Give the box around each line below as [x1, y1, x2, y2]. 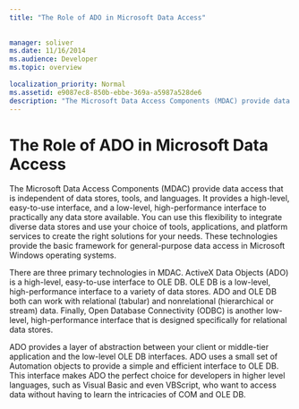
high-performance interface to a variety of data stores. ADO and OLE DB [9, 286, 278, 297]
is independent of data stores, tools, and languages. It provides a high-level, [9, 193, 290, 204]
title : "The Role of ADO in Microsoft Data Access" [9, 13, 206, 22]
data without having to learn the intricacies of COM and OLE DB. [9, 389, 246, 400]
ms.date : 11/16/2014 [9, 47, 87, 55]
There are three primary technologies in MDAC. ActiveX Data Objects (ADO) [9, 268, 289, 278]
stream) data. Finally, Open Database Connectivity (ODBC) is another [9, 305, 264, 316]
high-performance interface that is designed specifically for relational [30, 315, 287, 326]
